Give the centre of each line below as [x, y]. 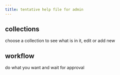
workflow [20, 56]
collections [22, 29]
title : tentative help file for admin [44, 9]
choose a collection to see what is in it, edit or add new [60, 41]
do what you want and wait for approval [45, 68]
